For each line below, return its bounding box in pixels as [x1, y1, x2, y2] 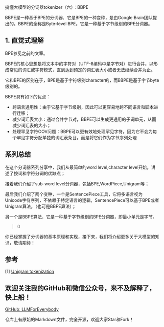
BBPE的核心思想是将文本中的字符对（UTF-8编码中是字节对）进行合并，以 [5, 61, 154, 66]
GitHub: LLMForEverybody [5, 306, 59, 312]
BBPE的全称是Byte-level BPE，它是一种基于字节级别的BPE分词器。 [18, 21, 153, 26]
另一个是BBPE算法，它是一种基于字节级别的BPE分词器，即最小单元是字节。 [5, 214, 158, 219]
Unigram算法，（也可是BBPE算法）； [5, 203, 76, 209]
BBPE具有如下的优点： [5, 93, 50, 99]
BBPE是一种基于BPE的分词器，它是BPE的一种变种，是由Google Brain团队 [5, 15, 153, 21]
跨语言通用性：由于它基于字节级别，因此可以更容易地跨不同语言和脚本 [12, 104, 154, 110]
